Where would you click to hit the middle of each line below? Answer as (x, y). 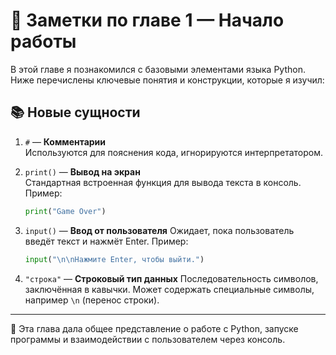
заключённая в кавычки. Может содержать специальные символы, (169, 289)
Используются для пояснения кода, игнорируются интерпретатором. (174, 152)
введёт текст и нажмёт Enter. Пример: (106, 241)
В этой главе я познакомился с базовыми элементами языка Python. (158, 69)
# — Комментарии (65, 141)
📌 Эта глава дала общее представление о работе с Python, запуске (154, 328)
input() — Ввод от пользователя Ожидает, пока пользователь (159, 230)
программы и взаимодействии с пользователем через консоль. (148, 339)
